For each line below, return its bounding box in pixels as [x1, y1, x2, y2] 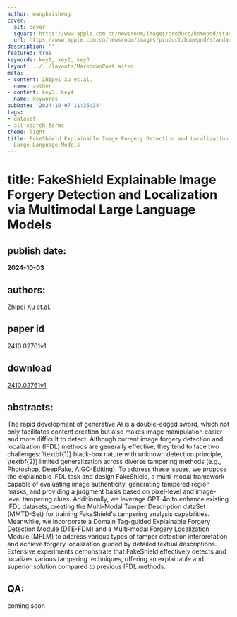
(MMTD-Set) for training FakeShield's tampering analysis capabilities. [7, 510, 209, 518]
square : [13, 30, 37, 37]
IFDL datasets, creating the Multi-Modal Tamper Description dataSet [7, 502, 206, 511]
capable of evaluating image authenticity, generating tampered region [7, 480, 210, 489]
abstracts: [7, 401, 54, 413]
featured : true [7, 50, 52, 57]
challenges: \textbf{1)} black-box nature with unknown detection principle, [7, 450, 224, 458]
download [7, 362, 52, 374]
